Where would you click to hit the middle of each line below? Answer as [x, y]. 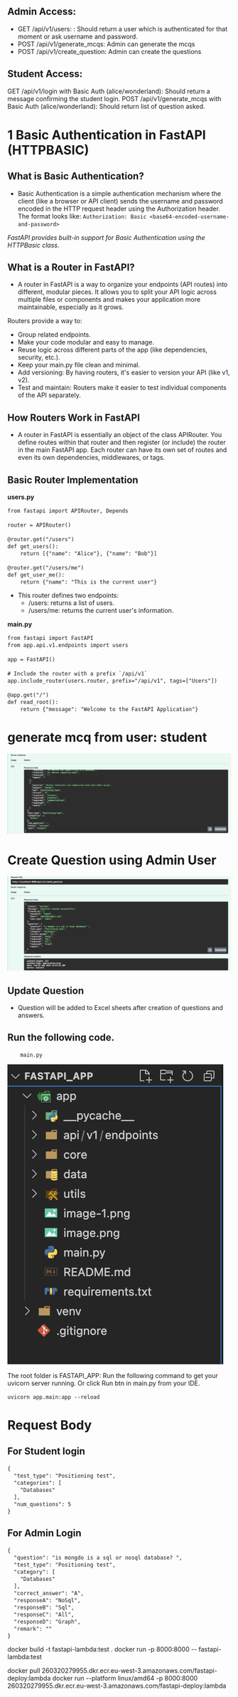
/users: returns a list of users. [71, 603]
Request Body [50, 1425]
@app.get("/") [28, 695]
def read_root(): [33, 703]
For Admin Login [44, 1533]
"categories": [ [38, 1483]
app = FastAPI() [31, 660]
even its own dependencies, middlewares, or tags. [91, 458]
